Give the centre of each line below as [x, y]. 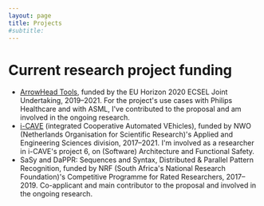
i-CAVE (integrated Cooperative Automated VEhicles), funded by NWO [135, 126]
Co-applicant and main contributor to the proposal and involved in [148, 185]
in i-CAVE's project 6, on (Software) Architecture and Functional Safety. [137, 152]
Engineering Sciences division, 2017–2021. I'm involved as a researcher [137, 143]
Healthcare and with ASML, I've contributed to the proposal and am [130, 109]
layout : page [30, 16]
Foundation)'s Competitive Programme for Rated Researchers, [122, 177]
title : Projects [35, 23]
